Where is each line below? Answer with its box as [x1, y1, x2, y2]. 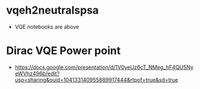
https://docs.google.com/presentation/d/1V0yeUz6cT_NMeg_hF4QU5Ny [14, 63, 194, 71]
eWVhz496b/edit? [14, 69, 60, 77]
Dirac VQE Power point [6, 44, 121, 58]
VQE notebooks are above [14, 23, 79, 30]
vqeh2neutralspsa [6, 4, 99, 17]
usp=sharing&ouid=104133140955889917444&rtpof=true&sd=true [14, 76, 179, 83]
